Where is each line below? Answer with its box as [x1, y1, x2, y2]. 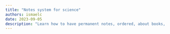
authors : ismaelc [5, 12, 42, 17]
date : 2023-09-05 [5, 16, 42, 21]
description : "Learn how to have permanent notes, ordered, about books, [5, 21, 166, 26]
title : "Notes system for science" [5, 7, 81, 12]
